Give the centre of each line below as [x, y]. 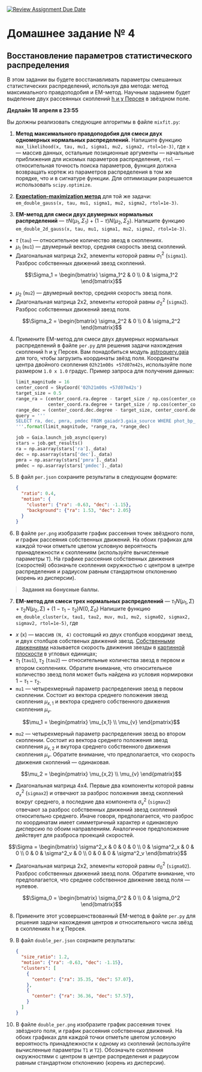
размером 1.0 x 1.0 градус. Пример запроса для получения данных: [105, 371]
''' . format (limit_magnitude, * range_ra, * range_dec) [83, 427]
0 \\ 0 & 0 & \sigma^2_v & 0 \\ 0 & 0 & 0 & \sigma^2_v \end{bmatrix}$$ [101, 853]
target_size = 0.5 [38, 394]
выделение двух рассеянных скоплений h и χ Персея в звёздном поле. [99, 99]
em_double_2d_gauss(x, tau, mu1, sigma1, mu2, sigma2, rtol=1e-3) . [101, 228]
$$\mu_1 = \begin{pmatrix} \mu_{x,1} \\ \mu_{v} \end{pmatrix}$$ [101, 722]
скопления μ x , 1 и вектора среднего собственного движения [93, 702]
